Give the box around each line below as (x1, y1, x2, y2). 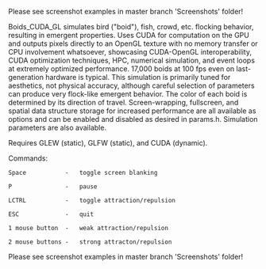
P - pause (8, 183, 98, 191)
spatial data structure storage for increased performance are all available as (8, 106, 256, 116)
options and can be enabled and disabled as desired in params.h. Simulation (8, 115, 258, 123)
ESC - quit (8, 210, 94, 218)
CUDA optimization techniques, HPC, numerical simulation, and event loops (8, 55, 256, 65)
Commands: (8, 153, 48, 163)
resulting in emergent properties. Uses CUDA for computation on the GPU (8, 31, 250, 40)
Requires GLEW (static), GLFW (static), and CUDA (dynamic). (8, 138, 208, 147)
